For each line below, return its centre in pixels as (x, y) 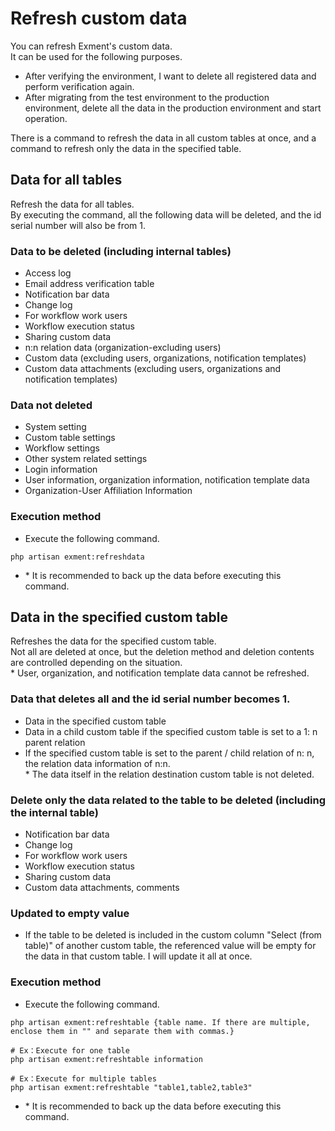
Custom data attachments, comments (102, 888)
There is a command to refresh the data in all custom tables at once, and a (163, 138)
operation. (46, 118)
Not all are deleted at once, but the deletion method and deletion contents (162, 652)
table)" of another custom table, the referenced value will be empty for (170, 946)
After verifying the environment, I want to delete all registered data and (170, 76)
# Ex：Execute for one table (70, 1050)
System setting (55, 427)
